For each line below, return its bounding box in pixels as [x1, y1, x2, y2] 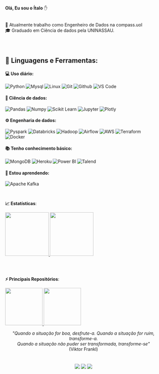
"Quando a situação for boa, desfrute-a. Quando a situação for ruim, [12, 330, 155, 336]
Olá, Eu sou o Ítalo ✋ [5, 5, 48, 11]
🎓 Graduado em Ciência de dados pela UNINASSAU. [5, 27, 115, 33]
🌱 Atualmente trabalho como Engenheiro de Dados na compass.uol [5, 22, 143, 27]
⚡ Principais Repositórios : [5, 276, 60, 282]
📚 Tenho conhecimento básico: [5, 145, 73, 151]
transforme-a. [69, 336, 98, 342]
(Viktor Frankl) [69, 346, 98, 352]
